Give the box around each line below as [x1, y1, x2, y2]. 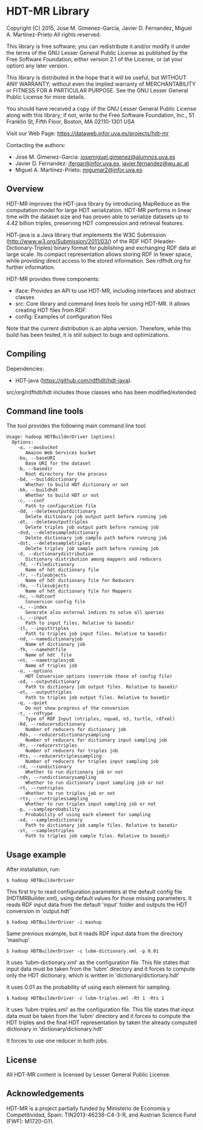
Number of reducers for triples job [25, 748, 119, 754]
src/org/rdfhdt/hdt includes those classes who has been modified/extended [6, 388, 196, 396]
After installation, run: [6, 865, 60, 873]
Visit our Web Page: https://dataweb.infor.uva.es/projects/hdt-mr [6, 130, 169, 137]
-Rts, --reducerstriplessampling [17, 753, 102, 760]
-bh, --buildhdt [17, 487, 59, 493]
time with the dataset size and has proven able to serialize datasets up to [6, 213, 189, 220]
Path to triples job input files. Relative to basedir [25, 631, 167, 637]
